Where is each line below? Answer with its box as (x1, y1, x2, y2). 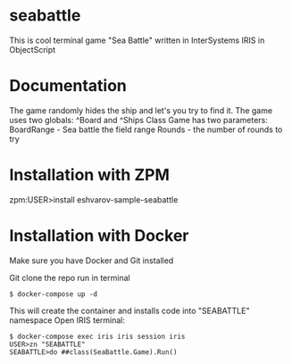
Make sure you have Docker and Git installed (9, 255, 174, 266)
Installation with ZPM (9, 165, 170, 186)
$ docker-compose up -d (9, 289, 98, 299)
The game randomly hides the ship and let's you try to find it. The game (9, 104, 273, 116)
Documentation (9, 76, 128, 96)
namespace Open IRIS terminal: (9, 314, 126, 326)
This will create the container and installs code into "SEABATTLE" (9, 305, 250, 316)
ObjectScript (9, 44, 56, 54)
